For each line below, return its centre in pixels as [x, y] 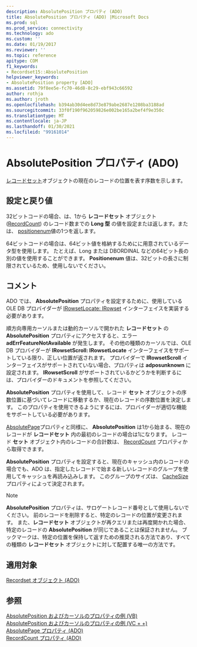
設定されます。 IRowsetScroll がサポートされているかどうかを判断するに [94, 372]
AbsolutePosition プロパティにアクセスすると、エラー [72, 336]
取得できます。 [29, 449]
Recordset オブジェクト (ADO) [43, 580]
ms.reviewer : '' [26, 50]
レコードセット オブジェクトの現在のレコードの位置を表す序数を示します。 [96, 180]
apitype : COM [22, 61]
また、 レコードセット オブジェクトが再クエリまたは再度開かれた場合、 [103, 523]
